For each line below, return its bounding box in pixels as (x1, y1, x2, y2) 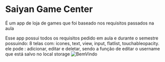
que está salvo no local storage (5, 51, 70, 57)
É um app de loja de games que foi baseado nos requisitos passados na (5, 20, 154, 26)
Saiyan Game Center (5, 3, 93, 15)
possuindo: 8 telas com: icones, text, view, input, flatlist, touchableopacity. (5, 40, 159, 46)
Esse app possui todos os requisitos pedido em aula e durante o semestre (5, 35, 158, 41)
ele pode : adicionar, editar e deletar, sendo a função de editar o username (5, 45, 160, 51)
